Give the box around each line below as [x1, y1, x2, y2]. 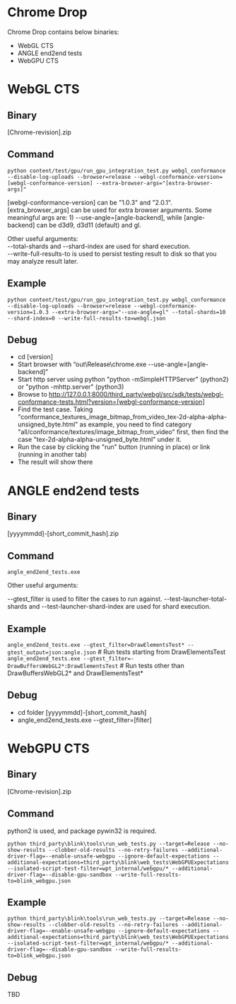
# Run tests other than [119, 662, 185, 670]
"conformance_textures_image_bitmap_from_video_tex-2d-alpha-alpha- [17, 413, 228, 421]
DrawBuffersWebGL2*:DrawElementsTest [7, 662, 119, 670]
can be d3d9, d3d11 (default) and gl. [36, 221, 141, 229]
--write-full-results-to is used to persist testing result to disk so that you [7, 249, 217, 258]
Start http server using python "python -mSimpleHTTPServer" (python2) [17, 375, 229, 384]
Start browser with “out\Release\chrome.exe [17, 360, 147, 368]
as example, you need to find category [79, 420, 192, 428]
